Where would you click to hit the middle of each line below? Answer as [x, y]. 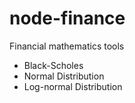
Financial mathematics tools [67, 46]
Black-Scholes [53, 65]
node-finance [67, 18]
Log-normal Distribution [73, 86]
